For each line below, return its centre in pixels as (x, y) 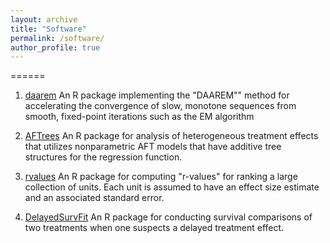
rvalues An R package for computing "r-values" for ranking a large (161, 177)
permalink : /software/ (57, 38)
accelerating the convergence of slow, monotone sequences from (160, 106)
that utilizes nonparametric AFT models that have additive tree (153, 147)
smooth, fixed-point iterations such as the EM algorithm (139, 117)
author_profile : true (55, 47)
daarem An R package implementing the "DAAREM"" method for (157, 95)
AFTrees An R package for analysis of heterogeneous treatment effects (171, 136)
